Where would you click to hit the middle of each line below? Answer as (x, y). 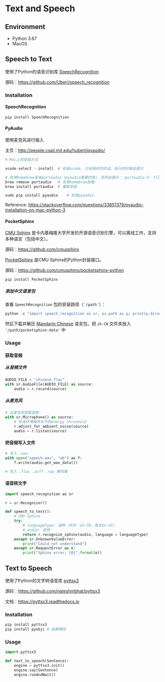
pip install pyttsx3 (26, 625)
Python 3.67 (24, 38)
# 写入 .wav (16, 453)
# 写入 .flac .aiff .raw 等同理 (36, 472)
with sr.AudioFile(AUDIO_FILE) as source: (49, 384)
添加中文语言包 (20, 291)
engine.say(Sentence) (36, 670)
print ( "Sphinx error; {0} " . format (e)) (62, 553)
